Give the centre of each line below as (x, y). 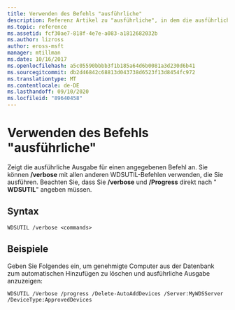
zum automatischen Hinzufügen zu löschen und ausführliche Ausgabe (109, 273)
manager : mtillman (34, 53)
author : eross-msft (36, 46)
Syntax (23, 212)
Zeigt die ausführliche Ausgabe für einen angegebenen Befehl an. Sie (108, 167)
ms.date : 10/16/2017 (37, 59)
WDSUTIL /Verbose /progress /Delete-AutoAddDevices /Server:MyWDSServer (115, 294)
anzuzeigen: (25, 281)
